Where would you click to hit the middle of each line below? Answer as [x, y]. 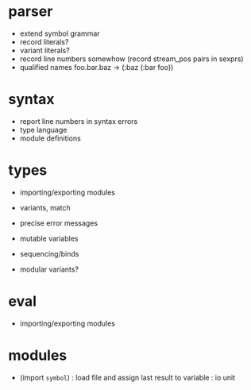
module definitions [50, 138]
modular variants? [49, 269]
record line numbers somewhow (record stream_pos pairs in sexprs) [131, 59]
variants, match [45, 207]
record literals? [44, 41]
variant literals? [44, 50]
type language [43, 129]
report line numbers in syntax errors [79, 121]
